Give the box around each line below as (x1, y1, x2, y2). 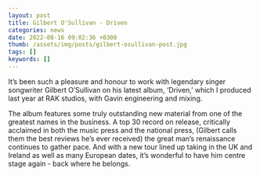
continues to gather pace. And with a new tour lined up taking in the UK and (8, 142, 253, 152)
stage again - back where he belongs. (8, 159, 131, 168)
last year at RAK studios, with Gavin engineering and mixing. (8, 93, 203, 103)
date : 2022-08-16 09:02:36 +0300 (8, 33, 117, 42)
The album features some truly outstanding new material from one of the (8, 108, 243, 118)
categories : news (8, 26, 65, 34)
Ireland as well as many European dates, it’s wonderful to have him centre (8, 150, 246, 159)
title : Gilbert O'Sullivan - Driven (8, 19, 128, 27)
